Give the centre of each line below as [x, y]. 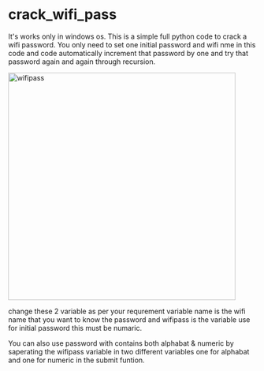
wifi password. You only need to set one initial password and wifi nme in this [132, 44]
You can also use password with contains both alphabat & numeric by [121, 343]
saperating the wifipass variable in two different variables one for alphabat [129, 351]
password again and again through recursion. [82, 62]
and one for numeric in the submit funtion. [76, 360]
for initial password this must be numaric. [75, 328]
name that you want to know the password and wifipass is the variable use [129, 319]
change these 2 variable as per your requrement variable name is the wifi [127, 311]
